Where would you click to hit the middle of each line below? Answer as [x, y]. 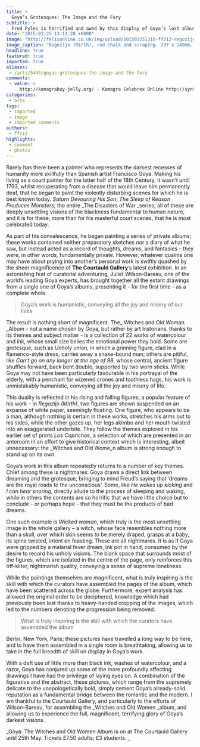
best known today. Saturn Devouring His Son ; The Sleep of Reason [88, 199]
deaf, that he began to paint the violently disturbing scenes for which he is [97, 193]
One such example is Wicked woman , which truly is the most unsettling [94, 522]
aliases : [17, 67]
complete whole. [27, 293]
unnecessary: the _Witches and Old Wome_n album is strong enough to [94, 448]
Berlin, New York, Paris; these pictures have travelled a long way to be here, [99, 638]
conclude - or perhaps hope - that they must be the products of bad [90, 504]
